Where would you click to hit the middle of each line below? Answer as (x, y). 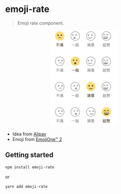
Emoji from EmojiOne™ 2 (37, 139)
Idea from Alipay (29, 134)
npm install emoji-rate (30, 167)
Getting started (29, 155)
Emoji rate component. (41, 23)
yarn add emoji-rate (27, 186)
